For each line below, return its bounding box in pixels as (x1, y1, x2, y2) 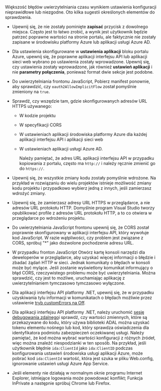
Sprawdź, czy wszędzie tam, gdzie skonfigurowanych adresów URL (12, 98, 147, 104)
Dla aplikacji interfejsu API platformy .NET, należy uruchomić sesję (12, 309, 145, 315)
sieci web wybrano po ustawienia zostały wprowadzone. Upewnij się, (12, 59, 151, 64)
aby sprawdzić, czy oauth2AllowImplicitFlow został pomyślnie (12, 84, 137, 89)
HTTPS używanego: (12, 104, 52, 109)
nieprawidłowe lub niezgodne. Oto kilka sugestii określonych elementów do (5, 9, 155, 15)
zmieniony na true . (12, 89, 50, 94)
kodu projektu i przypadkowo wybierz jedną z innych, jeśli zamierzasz (12, 185, 152, 191)
